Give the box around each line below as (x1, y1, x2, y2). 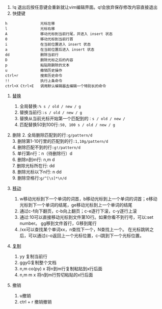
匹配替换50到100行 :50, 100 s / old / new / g (19, 122, 115, 128)
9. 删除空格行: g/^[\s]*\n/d (12, 175, 67, 180)
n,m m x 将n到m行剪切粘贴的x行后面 (19, 272, 93, 278)
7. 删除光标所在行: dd (12, 163, 55, 168)
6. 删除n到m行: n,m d (12, 156, 55, 162)
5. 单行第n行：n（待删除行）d (12, 151, 73, 156)
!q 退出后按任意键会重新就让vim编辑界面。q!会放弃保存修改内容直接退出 (12, 4, 158, 10)
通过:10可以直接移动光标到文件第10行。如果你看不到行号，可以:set (19, 214, 154, 220)
